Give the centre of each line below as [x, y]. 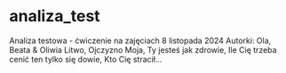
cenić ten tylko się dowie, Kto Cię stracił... [86, 59]
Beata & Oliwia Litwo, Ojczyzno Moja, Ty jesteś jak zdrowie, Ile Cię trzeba [143, 49]
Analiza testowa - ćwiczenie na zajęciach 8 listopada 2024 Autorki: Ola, [140, 40]
